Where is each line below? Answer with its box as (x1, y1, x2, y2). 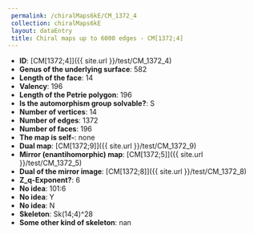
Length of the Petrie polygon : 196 (18, 90, 133, 100)
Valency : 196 (18, 82, 63, 91)
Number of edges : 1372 (18, 115, 99, 125)
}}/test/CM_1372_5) (18, 158, 83, 168)
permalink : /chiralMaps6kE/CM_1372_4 (10, 11, 137, 20)
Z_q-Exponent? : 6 (18, 175, 81, 185)
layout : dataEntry (10, 26, 73, 34)
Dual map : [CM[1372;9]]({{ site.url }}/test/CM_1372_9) (18, 141, 197, 151)
